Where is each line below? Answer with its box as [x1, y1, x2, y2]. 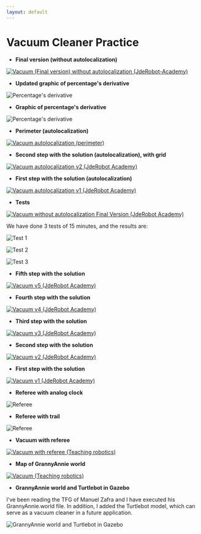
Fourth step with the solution [15, 293, 91, 301]
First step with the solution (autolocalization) [15, 174, 132, 182]
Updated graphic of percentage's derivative [15, 79, 130, 87]
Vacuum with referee [15, 436, 70, 444]
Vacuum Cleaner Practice [6, 35, 139, 49]
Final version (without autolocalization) [15, 56, 118, 63]
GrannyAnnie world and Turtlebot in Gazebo [15, 484, 130, 491]
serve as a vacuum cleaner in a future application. [6, 509, 133, 516]
